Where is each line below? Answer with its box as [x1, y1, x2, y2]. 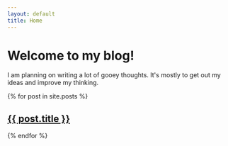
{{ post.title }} [7, 113, 71, 125]
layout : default [7, 10, 55, 18]
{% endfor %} [7, 132, 48, 140]
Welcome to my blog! [7, 47, 135, 64]
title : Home [7, 17, 42, 24]
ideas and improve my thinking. [7, 79, 99, 87]
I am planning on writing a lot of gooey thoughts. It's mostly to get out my [7, 71, 221, 79]
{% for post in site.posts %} [7, 92, 89, 101]
